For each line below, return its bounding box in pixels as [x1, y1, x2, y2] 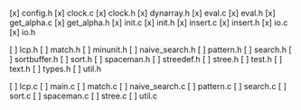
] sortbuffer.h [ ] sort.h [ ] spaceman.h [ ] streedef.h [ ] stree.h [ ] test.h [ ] [9, 54, 283, 64]
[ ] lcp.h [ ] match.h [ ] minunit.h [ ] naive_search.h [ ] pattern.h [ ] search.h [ [9, 44, 292, 55]
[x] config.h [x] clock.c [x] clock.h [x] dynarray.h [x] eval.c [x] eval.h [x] [9, 8, 276, 18]
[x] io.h [9, 27, 36, 37]
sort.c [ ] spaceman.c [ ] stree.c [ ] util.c [9, 90, 158, 101]
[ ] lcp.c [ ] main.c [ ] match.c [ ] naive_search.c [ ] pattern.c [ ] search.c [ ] [9, 81, 287, 91]
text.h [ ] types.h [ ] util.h [9, 63, 102, 74]
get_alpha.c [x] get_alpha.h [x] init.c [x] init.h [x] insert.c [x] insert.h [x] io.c [9, 17, 288, 28]
